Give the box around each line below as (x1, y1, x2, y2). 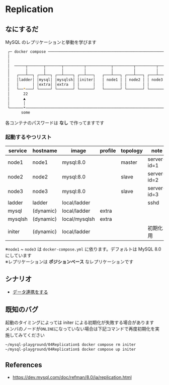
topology (120, 147, 143, 154)
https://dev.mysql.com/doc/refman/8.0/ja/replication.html (12, 374, 132, 380)
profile (100, 147, 116, 154)
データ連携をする (12, 289, 48, 295)
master (120, 159, 137, 166)
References (5, 361, 42, 369)
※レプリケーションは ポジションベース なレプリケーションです (5, 259, 134, 265)
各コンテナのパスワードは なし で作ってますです (5, 120, 105, 126)
